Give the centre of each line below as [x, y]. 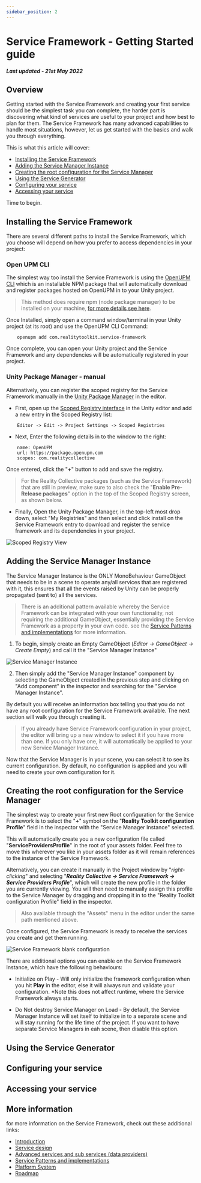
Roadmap [27, 1173]
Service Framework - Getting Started [100, 41]
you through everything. [36, 136]
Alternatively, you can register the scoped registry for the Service [87, 390]
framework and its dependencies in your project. [75, 531]
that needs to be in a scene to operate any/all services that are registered [97, 582]
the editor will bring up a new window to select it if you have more [102, 735]
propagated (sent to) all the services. [52, 595]
